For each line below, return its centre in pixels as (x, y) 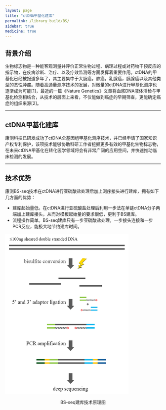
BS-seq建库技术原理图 (83, 402)
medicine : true (21, 31)
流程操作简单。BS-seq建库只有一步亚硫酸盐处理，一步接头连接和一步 (83, 220)
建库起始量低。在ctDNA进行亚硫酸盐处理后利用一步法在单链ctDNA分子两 (86, 207)
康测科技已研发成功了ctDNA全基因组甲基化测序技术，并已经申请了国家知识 (81, 138)
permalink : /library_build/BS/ (37, 21)
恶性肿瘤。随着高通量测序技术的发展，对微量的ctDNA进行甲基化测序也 (85, 85)
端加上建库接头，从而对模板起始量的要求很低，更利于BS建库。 (76, 214)
